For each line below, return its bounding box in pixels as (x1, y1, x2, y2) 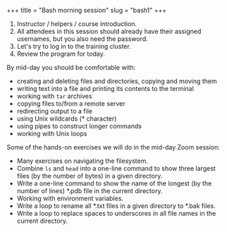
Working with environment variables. (16, 194, 124, 202)
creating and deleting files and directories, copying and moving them (16, 77, 217, 85)
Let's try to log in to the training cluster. (16, 42, 131, 50)
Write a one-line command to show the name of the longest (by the (16, 179, 212, 188)
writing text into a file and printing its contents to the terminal (16, 85, 195, 92)
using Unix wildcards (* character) (16, 114, 117, 123)
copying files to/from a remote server (16, 99, 125, 108)
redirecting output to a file (16, 107, 93, 115)
